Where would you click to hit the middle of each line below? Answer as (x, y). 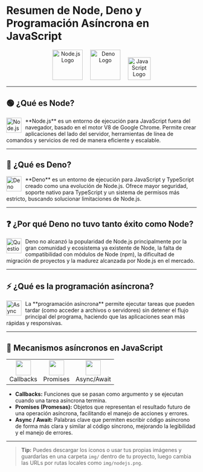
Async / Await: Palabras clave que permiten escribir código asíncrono (102, 420)
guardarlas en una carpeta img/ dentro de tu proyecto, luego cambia (106, 456)
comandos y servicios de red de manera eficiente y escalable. (84, 140)
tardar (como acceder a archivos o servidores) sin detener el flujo (107, 310)
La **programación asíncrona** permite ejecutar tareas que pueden (110, 304)
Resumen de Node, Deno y (74, 11)
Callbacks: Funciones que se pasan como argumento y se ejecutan (99, 394)
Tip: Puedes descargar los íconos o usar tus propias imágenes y (101, 450)
